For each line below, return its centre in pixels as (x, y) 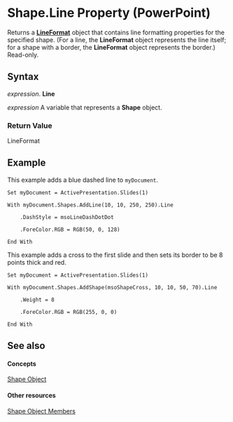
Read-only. (23, 55)
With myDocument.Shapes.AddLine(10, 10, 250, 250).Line (90, 205)
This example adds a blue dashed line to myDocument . (83, 180)
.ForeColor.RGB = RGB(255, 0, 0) (69, 312)
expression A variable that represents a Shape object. (85, 107)
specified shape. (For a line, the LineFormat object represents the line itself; (117, 39)
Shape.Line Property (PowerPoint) (109, 13)
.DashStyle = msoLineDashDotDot (67, 217)
